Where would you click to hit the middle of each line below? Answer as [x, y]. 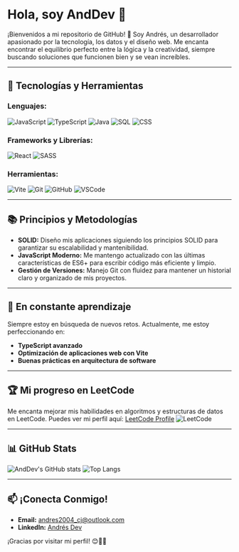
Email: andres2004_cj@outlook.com [71, 520]
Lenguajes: [27, 106]
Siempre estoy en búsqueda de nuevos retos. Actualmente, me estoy [108, 324]
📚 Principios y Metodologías [73, 219]
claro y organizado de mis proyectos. [72, 278]
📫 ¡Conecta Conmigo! [58, 499]
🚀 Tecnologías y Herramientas [75, 86]
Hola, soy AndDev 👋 [67, 15]
